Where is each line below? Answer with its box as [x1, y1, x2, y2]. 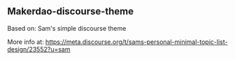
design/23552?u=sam [7, 45, 71, 53]
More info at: [7, 38, 44, 46]
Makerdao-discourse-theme [7, 6, 134, 17]
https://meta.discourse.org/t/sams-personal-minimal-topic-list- [45, 38, 228, 46]
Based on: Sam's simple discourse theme [7, 24, 127, 32]
